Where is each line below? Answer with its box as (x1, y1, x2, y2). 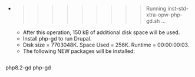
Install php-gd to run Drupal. (22, 35, 92, 42)
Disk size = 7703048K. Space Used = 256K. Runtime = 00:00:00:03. (22, 41, 190, 48)
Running (146, 5, 167, 12)
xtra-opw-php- (146, 11, 183, 18)
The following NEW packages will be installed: (22, 48, 135, 55)
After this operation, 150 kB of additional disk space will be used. (22, 29, 180, 36)
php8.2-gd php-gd (5, 64, 51, 71)
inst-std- (167, 5, 189, 12)
